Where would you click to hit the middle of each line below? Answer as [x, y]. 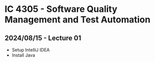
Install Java [23, 55]
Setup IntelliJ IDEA [31, 50]
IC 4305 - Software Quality [61, 9]
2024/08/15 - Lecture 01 [43, 38]
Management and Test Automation [77, 20]
